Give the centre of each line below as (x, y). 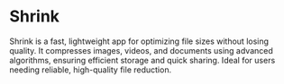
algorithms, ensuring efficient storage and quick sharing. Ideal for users (142, 60)
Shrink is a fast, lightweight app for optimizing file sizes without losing (139, 41)
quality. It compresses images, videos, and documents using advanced (141, 50)
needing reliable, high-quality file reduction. (91, 70)
